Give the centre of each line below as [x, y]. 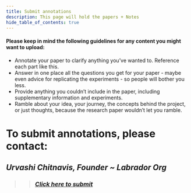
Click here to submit [64, 184]
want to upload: [25, 47]
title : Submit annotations [39, 11]
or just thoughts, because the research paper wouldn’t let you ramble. [98, 110]
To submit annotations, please [81, 134]
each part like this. [37, 66]
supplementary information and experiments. [68, 98]
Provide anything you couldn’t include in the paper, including [87, 91]
